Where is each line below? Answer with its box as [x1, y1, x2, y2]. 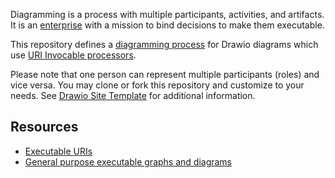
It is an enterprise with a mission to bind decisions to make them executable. [10, 19, 325, 31]
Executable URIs [24, 145, 93, 157]
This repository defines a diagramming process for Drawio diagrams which [10, 39, 319, 50]
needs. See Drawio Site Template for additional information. [10, 90, 256, 101]
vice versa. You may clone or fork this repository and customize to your [10, 79, 305, 91]
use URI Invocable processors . [10, 49, 137, 61]
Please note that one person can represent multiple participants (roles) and [10, 69, 320, 80]
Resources [10, 119, 79, 136]
